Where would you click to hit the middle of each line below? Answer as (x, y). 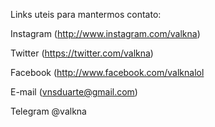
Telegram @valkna (48, 111)
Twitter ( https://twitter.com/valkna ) (82, 53)
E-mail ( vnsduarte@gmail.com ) (74, 92)
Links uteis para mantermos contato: (86, 14)
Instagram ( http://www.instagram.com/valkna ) (105, 33)
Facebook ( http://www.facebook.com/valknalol (107, 72)
